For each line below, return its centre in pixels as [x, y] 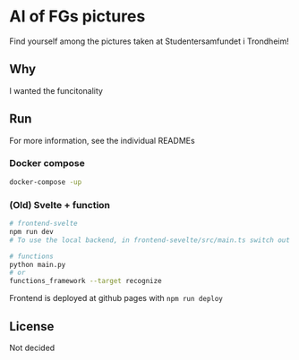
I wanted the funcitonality [56, 90]
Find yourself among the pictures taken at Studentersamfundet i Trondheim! [149, 41]
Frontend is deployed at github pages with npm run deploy [116, 298]
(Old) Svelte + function [60, 205]
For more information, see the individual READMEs [102, 140]
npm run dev [31, 231]
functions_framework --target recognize [86, 281]
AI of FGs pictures [77, 17]
